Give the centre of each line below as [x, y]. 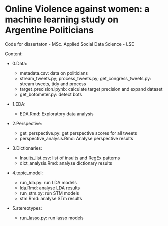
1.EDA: [19, 104]
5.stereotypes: [27, 208]
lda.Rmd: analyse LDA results [50, 188]
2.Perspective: [27, 123]
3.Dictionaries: [27, 148]
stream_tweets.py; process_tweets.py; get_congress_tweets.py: [85, 78]
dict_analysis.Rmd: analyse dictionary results [66, 163]
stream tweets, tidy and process [53, 84]
